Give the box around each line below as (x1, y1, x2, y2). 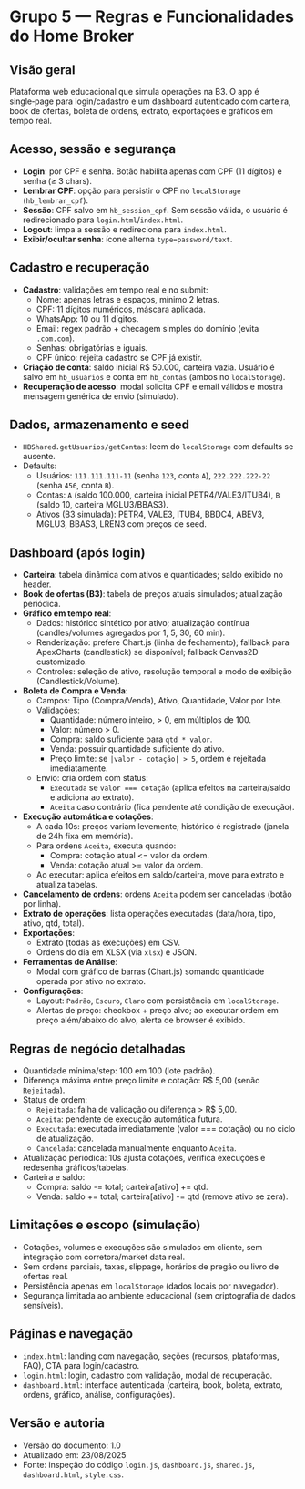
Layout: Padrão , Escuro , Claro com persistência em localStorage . (36, 995, 280, 1006)
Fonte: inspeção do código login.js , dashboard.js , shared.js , (22, 1459, 255, 1470)
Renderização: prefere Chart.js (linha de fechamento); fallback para (36, 637, 290, 648)
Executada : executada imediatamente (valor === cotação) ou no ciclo (36, 1124, 296, 1135)
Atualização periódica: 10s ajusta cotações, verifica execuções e (22, 1153, 266, 1164)
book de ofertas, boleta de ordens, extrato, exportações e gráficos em (9, 106, 273, 116)
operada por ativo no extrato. (36, 976, 147, 987)
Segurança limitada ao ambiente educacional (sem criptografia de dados (22, 1289, 296, 1300)
